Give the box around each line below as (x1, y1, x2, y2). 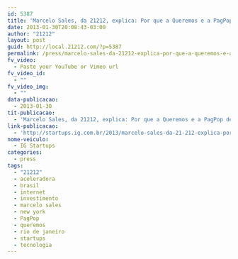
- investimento (13, 195, 59, 202)
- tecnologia (13, 241, 52, 248)
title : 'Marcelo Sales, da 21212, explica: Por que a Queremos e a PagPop (7, 17, 233, 24)
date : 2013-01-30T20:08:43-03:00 (7, 23, 106, 31)
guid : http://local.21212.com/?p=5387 (7, 43, 122, 50)
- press (13, 155, 37, 163)
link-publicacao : (7, 122, 59, 130)
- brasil (13, 182, 40, 189)
